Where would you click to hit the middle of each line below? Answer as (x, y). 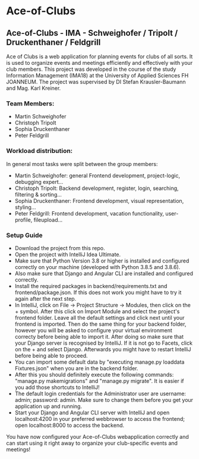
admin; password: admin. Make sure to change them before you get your (104, 399)
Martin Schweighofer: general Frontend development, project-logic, (97, 175)
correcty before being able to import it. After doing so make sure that (99, 336)
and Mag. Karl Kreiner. (34, 88)
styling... (25, 207)
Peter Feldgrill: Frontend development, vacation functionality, (89, 213)
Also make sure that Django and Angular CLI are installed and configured (104, 273)
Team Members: (30, 104)
